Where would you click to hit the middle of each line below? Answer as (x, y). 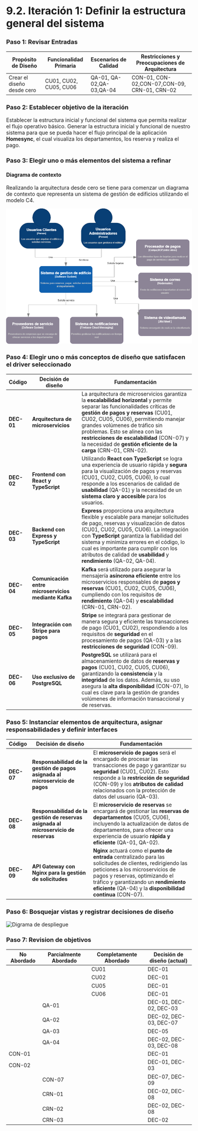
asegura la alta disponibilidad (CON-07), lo (135, 686)
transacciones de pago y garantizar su (140, 765)
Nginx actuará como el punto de (133, 851)
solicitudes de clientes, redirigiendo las (140, 863)
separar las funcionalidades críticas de (128, 406)
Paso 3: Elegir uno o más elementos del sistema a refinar (89, 160)
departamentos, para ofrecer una (133, 829)
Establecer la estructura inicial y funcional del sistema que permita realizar (97, 120)
